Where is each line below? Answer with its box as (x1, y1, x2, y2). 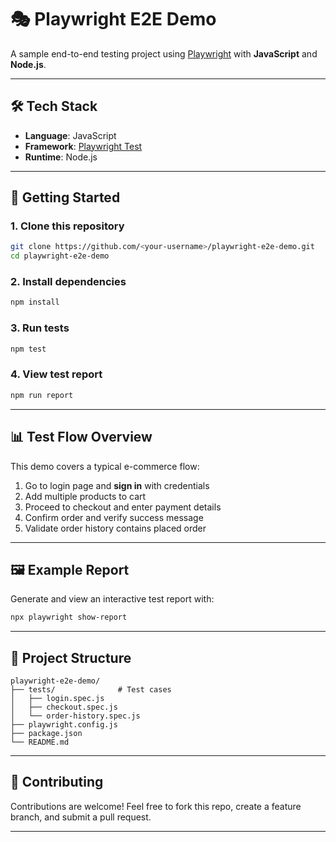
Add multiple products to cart (24, 490, 147, 502)
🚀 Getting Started (10, 189, 121, 206)
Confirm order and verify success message (24, 511, 204, 523)
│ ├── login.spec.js (10, 694, 105, 704)
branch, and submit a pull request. (10, 811, 152, 823)
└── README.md (10, 737, 70, 748)
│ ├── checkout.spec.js (10, 702, 118, 713)
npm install (10, 297, 60, 308)
